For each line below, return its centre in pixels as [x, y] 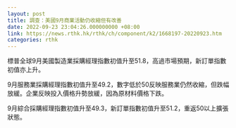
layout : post [26, 14]
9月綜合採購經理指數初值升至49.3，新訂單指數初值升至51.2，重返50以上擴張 [118, 108]
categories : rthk [33, 40]
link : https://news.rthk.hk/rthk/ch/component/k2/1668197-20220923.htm [114, 33]
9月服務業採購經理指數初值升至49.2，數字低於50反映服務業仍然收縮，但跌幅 [118, 84]
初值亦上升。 [26, 70]
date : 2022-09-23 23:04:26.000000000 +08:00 [74, 27]
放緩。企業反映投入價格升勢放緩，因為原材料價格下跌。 [87, 94]
